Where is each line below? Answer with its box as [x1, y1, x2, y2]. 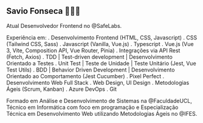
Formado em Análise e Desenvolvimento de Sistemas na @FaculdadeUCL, [6, 97, 193, 104]
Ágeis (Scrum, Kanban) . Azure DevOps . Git [6, 85, 117, 93]
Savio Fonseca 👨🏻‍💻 [6, 6, 81, 16]
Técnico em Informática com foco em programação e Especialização [6, 104, 179, 111]
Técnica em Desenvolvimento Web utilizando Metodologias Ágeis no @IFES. [6, 110, 198, 117]
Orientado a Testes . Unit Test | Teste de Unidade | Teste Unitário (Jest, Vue [6, 59, 196, 67]
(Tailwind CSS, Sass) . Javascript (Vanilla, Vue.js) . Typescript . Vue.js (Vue [6, 40, 194, 47]
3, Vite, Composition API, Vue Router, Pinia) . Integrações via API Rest [6, 47, 181, 54]
